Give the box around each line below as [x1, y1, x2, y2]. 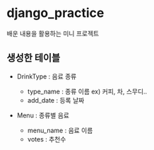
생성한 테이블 [6, 52, 61, 64]
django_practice [6, 5, 105, 21]
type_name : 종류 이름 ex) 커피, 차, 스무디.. [27, 87, 148, 96]
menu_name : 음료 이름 [27, 126, 93, 134]
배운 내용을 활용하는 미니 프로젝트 [6, 29, 100, 37]
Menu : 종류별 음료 [16, 111, 70, 120]
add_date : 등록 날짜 [27, 96, 85, 104]
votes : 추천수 [27, 134, 66, 143]
